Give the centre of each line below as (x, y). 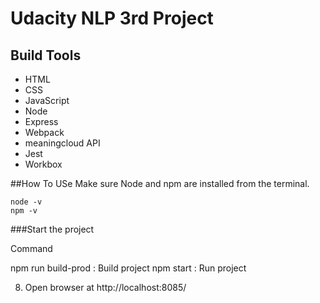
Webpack (44, 132)
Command (31, 248)
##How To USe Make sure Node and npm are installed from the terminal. (160, 183)
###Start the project (52, 229)
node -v (26, 202)
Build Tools (46, 55)
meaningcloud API (62, 143)
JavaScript (47, 100)
